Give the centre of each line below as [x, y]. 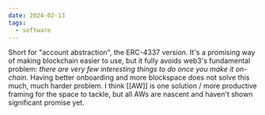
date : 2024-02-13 [37, 15]
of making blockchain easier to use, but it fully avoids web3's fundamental [129, 61]
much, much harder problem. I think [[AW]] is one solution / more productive [132, 86]
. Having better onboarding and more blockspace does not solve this [138, 78]
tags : [17, 23]
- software [33, 30]
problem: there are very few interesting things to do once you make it [121, 69]
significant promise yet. [46, 102]
